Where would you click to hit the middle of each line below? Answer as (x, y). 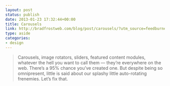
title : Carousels (24, 24)
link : (11, 29)
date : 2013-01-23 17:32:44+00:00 (40, 19)
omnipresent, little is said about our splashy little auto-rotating (82, 73)
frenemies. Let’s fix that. (43, 78)
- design (14, 43)
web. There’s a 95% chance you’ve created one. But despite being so (90, 68)
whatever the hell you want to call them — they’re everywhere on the (89, 62)
